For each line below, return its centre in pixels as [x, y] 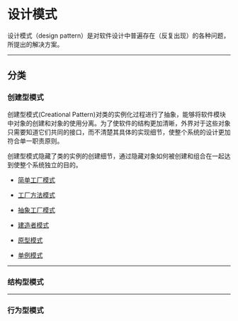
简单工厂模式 [36, 180]
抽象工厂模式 [36, 210]
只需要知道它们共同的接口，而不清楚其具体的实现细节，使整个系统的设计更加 [119, 132]
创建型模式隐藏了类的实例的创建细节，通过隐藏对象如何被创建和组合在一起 [116, 156]
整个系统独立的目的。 [51, 164]
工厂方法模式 [36, 195]
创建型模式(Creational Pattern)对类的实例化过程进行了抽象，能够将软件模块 [117, 114]
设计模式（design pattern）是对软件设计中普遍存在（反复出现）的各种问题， [119, 35]
